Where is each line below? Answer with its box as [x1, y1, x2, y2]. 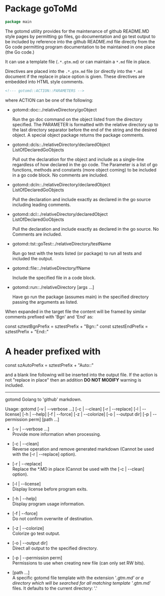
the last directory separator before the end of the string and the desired [12, 127, 157, 133]
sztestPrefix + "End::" [5, 328, 49, 334]
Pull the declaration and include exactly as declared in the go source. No [12, 226, 159, 232]
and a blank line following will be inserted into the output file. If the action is [5, 372, 158, 378]
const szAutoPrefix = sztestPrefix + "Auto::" [5, 362, 94, 368]
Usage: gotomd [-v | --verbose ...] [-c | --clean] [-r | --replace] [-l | [5, 406, 141, 412]
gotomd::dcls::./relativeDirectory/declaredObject [12, 141, 110, 147]
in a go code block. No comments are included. [12, 172, 108, 178]
